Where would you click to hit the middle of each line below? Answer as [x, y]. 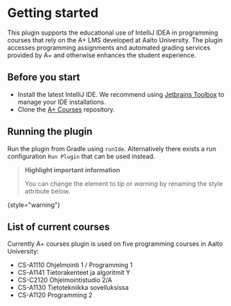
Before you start [44, 77]
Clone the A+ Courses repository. [66, 109]
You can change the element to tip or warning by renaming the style [124, 183]
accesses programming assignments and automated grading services [109, 47]
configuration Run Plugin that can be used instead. [81, 156]
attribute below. [47, 191]
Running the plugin [50, 132]
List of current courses [59, 226]
